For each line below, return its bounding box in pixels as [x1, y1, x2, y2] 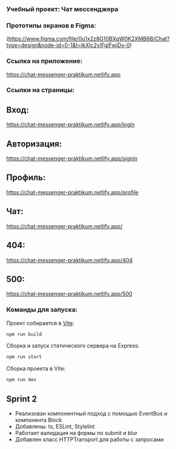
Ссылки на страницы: [6, 86, 75, 95]
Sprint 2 [6, 393, 38, 404]
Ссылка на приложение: [6, 57, 83, 65]
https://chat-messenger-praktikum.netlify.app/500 [6, 290, 132, 298]
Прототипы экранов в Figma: [6, 21, 96, 29]
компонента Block [15, 417, 63, 424]
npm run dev [6, 377, 36, 383]
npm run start [6, 354, 42, 360]
